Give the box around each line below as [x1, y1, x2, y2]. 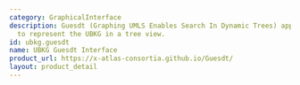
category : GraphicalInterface [9, 12, 122, 22]
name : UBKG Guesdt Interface [9, 46, 118, 55]
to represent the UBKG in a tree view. [17, 29, 166, 38]
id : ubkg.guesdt [9, 37, 70, 47]
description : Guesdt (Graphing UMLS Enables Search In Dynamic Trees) [9, 21, 278, 30]
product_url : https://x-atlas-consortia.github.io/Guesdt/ [9, 54, 234, 63]
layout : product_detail [9, 63, 98, 72]
